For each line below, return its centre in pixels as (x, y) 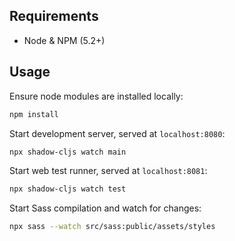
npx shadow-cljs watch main (68, 152)
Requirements (54, 16)
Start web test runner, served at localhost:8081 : (108, 171)
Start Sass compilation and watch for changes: (105, 208)
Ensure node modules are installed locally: (96, 96)
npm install (34, 114)
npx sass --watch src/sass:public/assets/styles (112, 227)
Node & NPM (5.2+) (64, 40)
